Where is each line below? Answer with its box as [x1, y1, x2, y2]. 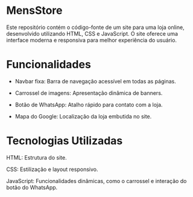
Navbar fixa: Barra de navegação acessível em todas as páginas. [14, 77, 177, 85]
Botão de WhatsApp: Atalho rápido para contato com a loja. [14, 101, 163, 108]
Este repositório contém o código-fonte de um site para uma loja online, [6, 24, 185, 31]
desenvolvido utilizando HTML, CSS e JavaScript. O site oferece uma [6, 30, 179, 37]
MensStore [6, 4, 63, 18]
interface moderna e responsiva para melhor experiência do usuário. [6, 36, 177, 44]
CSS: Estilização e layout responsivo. [6, 166, 98, 173]
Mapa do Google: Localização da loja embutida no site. [14, 112, 152, 120]
